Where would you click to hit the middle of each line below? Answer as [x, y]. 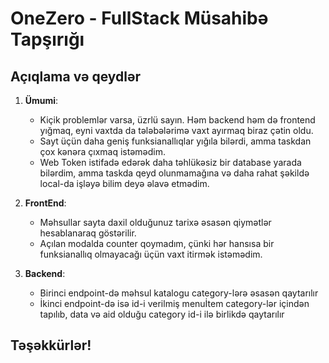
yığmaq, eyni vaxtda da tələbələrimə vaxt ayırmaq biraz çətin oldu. [176, 130]
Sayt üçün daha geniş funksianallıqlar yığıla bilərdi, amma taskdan [175, 141]
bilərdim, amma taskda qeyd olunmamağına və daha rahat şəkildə [174, 173]
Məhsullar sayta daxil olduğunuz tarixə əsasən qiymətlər [155, 222]
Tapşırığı [47, 39]
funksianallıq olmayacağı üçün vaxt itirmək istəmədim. [151, 254]
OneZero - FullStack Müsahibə [139, 18]
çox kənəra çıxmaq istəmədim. [103, 151]
